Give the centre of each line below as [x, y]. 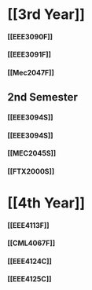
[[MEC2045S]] [32, 153]
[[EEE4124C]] [30, 261]
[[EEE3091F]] [29, 55]
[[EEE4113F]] [28, 225]
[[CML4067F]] [31, 243]
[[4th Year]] [46, 203]
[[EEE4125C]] [29, 279]
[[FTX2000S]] [31, 171]
